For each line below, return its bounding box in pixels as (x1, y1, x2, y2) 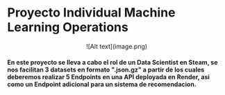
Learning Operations (7, 19, 128, 35)
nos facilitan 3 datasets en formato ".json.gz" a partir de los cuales (7, 65, 205, 74)
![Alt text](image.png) (85, 42, 148, 50)
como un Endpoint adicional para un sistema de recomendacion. (7, 80, 197, 88)
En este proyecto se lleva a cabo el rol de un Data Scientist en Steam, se (7, 58, 218, 66)
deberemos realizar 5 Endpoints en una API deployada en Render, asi (7, 72, 210, 81)
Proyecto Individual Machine (7, 5, 176, 21)
